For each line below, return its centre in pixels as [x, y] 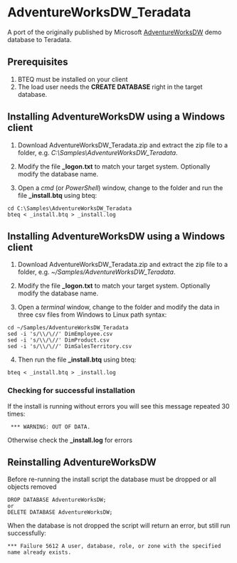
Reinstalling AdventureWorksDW [82, 462]
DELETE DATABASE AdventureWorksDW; [60, 512]
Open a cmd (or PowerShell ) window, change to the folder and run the [120, 188]
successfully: [27, 533]
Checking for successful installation [71, 391]
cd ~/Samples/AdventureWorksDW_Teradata [68, 328]
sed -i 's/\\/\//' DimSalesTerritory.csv [70, 347]
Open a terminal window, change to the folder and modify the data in [118, 307]
